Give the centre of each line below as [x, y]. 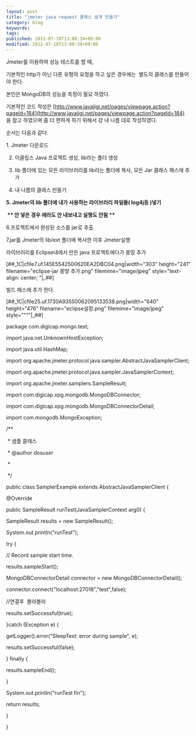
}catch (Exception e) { [33, 624]
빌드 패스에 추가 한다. [30, 290]
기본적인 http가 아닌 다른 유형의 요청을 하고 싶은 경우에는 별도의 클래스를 [90, 74]
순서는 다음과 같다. [27, 132]
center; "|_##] [37, 277]
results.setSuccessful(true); [40, 613]
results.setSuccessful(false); [40, 647]
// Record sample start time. [40, 555]
